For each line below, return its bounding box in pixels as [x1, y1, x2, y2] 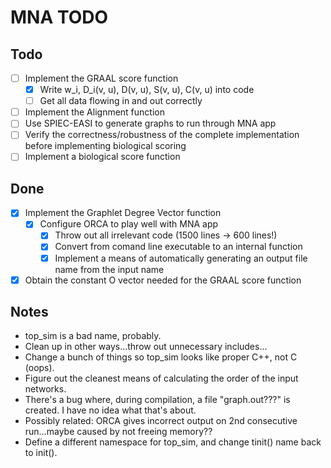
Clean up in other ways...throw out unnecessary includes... [24, 341, 268, 353]
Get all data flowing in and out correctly [39, 95, 203, 107]
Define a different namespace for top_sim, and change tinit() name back [24, 436, 322, 448]
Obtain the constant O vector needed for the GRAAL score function [24, 274, 302, 286]
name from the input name [54, 263, 165, 275]
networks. [24, 383, 67, 395]
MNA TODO [10, 6, 109, 29]
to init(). [24, 447, 58, 459]
